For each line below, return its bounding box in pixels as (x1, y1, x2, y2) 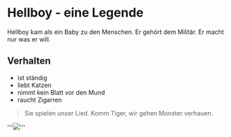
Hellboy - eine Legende (7, 5, 144, 21)
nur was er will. (7, 35, 51, 43)
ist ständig (17, 73, 47, 82)
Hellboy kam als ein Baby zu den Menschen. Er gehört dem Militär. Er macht (7, 28, 224, 36)
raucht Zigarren (17, 95, 62, 104)
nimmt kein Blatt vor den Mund (17, 88, 105, 96)
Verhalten (7, 55, 51, 67)
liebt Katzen (17, 81, 52, 89)
